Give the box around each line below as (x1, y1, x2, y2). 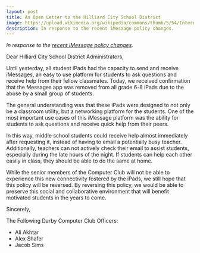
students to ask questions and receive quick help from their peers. (6, 120, 169, 128)
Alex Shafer (14, 235, 43, 242)
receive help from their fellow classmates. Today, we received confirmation (6, 77, 190, 85)
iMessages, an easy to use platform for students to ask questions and (6, 71, 177, 78)
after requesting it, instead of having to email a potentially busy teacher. (6, 138, 182, 146)
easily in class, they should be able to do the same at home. (6, 157, 153, 164)
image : (6, 20, 23, 26)
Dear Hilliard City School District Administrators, (6, 53, 124, 60)
